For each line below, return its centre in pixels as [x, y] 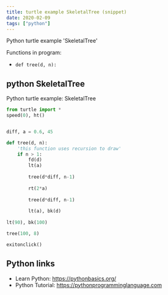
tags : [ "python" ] [28, 23]
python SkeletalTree [46, 84]
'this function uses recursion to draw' [69, 148]
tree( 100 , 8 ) [23, 233]
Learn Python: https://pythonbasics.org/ [66, 278]
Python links [31, 264]
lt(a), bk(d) [45, 211]
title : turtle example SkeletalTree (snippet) [67, 12]
